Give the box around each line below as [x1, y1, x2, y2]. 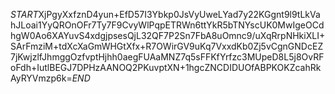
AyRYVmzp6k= [10, 72, 73, 84]
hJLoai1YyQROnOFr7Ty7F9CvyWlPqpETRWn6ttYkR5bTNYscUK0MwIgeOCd [10, 19, 325, 31]
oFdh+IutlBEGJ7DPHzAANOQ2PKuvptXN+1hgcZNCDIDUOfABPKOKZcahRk [10, 62, 322, 73]
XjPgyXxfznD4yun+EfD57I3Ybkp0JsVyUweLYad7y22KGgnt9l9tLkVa [38, 9, 321, 20]
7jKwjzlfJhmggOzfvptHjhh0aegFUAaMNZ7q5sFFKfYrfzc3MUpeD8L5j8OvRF [10, 51, 325, 63]
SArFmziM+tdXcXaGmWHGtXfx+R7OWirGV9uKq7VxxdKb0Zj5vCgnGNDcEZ [10, 40, 324, 52]
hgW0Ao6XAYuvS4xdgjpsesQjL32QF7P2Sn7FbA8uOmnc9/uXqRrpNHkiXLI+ [10, 30, 326, 41]
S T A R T [10, 9, 39, 20]
